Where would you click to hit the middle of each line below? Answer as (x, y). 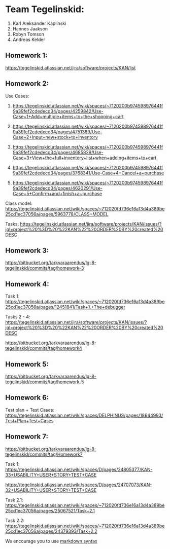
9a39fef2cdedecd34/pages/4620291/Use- (58, 188)
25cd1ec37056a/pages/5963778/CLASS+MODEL (57, 214)
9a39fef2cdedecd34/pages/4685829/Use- (58, 152)
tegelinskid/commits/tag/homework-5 (45, 382)
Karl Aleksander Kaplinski (39, 23)
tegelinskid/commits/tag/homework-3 (45, 268)
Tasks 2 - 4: (18, 317)
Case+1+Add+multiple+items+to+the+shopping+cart (68, 116)
